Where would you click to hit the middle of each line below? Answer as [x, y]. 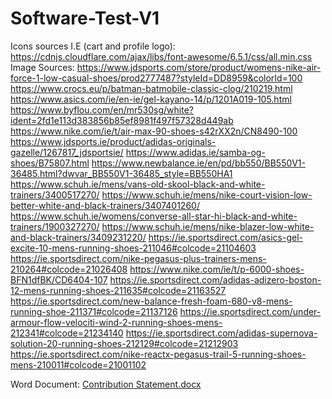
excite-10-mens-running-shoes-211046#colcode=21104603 [133, 248]
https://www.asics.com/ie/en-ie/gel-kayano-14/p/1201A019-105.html [151, 99]
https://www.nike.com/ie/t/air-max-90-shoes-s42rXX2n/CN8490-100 [154, 131]
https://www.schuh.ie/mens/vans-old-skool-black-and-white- [138, 184]
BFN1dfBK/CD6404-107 [59, 279]
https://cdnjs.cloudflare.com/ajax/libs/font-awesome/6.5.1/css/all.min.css [161, 56]
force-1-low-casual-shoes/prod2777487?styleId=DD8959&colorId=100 [156, 78]
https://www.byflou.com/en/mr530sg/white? [102, 109]
